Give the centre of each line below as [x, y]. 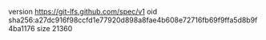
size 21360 [54, 28]
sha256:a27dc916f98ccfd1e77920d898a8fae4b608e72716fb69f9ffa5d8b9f [133, 20]
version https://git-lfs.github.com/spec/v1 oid [83, 12]
